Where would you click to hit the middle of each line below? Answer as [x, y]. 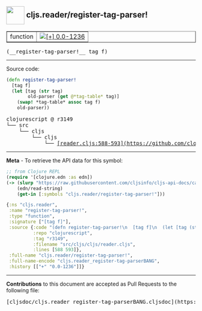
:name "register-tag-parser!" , [48, 211]
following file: [23, 290]
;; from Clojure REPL [33, 172]
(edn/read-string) [40, 188]
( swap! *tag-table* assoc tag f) [59, 102]
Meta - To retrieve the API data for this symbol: [65, 161]
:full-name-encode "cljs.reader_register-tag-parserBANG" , [84, 261]
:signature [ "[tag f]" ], [40, 222]
